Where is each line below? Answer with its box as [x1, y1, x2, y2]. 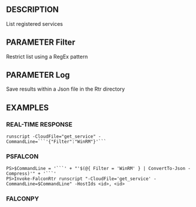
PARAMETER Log [6, 70, 70, 80]
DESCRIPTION [6, 5, 59, 15]
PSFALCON [6, 152, 39, 161]
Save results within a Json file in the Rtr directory [6, 85, 125, 93]
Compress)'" [6, 171, 35, 177]
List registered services [6, 20, 63, 27]
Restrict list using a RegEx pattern [6, 53, 88, 60]
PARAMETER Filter [6, 38, 75, 48]
